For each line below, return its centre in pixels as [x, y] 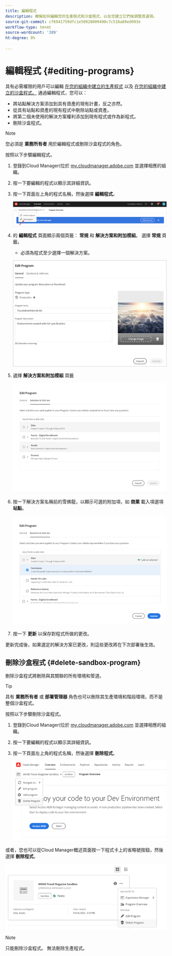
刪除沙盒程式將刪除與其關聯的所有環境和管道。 [55, 675]
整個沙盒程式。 [21, 703]
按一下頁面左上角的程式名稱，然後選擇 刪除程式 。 [65, 753]
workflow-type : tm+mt [28, 27]
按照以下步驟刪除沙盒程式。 [35, 714]
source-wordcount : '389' [32, 33]
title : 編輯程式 [21, 11]
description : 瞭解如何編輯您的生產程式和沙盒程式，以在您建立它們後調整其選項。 [81, 16]
